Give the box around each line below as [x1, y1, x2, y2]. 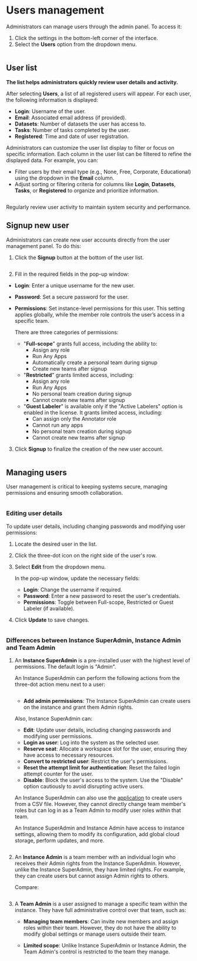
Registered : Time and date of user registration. [14, 133, 129, 140]
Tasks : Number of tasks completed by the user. [14, 126, 131, 133]
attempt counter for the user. [23, 770, 94, 777]
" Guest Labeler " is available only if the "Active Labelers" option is [23, 402, 183, 410]
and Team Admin [6, 643, 56, 652]
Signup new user [6, 220, 69, 230]
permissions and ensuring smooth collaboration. [6, 490, 123, 497]
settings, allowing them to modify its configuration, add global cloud [14, 830, 179, 837]
